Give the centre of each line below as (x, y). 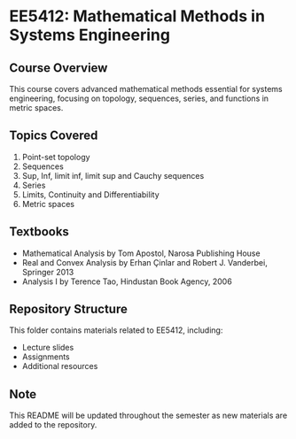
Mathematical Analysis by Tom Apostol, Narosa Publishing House (141, 253)
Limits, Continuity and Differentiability (90, 194)
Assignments (46, 357)
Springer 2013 (48, 272)
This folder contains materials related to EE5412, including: (116, 330)
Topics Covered (54, 136)
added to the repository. (53, 425)
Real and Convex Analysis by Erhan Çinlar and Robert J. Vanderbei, (144, 262)
